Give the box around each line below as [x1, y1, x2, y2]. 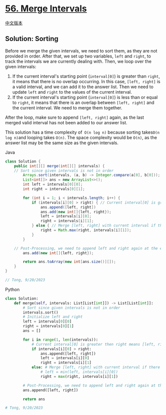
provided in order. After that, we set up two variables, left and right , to [5, 53, 151, 59]
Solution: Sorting [5, 35, 59, 43]
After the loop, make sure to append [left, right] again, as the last [5, 114, 144, 120]
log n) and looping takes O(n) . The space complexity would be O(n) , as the [5, 134, 157, 140]
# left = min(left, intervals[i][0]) [40, 369, 119, 374]
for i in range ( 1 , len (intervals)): [23, 337, 98, 342]
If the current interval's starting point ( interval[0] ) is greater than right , [12, 73, 161, 79]
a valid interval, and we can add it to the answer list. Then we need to [12, 84, 154, 90]
